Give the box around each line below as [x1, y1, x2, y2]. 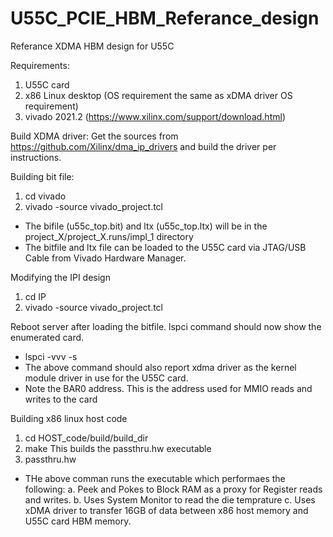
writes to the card [24, 393, 98, 405]
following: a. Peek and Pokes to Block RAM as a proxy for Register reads [24, 483, 323, 495]
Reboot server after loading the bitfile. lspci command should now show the [10, 320, 322, 332]
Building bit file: [10, 170, 75, 182]
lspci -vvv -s [24, 350, 78, 362]
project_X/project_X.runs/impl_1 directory [24, 230, 194, 242]
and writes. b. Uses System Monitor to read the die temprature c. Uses [24, 493, 316, 506]
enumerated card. [10, 331, 85, 343]
